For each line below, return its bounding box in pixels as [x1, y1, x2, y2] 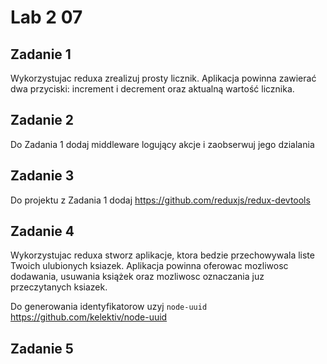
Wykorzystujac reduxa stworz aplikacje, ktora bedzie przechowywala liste [10, 249, 315, 261]
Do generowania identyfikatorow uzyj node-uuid [10, 301, 208, 313]
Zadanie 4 [10, 223, 75, 240]
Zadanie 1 [10, 46, 72, 63]
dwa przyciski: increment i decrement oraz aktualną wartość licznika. [10, 83, 295, 95]
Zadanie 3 [10, 167, 75, 185]
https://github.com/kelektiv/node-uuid [10, 311, 168, 323]
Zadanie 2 [10, 112, 75, 129]
